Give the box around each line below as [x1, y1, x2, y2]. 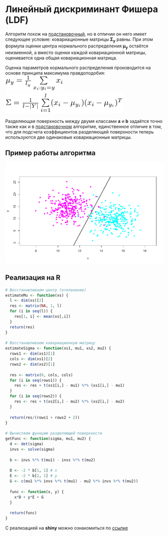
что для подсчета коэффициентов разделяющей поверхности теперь [5, 128, 154, 135]
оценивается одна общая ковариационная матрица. [5, 54, 117, 61]
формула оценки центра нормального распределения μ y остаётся [5, 43, 148, 50]
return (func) [10, 510, 37, 516]
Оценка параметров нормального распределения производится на [5, 64, 151, 71]
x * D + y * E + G [14, 495, 44, 500]
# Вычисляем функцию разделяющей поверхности [5, 431, 102, 436]
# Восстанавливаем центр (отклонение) [5, 287, 87, 293]
